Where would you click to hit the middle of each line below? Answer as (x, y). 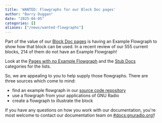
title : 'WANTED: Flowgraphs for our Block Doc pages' (61, 9)
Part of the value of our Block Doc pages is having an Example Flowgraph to (81, 41)
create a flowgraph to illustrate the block (52, 101)
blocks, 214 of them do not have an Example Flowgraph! (61, 52)
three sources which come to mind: (40, 81)
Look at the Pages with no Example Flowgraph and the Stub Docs (70, 61)
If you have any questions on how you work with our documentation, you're (81, 110)
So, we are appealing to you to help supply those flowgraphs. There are (76, 76)
